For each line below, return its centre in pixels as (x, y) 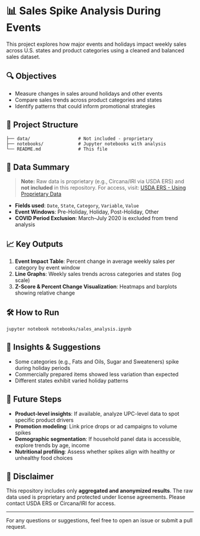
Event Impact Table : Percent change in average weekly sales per (95, 261)
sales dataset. (23, 57)
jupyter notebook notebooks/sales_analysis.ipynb (69, 329)
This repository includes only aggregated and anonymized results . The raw (100, 491)
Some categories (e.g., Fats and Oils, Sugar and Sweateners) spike (97, 361)
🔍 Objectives (32, 76)
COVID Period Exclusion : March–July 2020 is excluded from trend (96, 218)
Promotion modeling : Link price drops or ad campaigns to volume (96, 426)
